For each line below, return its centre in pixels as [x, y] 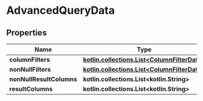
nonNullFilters [30, 69]
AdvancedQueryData [60, 11]
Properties [27, 33]
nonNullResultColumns [43, 79]
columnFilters [30, 60]
